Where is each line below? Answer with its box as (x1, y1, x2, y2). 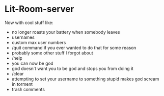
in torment (11, 81, 33, 87)
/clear (11, 71, 24, 76)
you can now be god (11, 60, 54, 66)
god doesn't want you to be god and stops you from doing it (11, 65, 134, 72)
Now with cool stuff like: (4, 20, 54, 25)
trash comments (11, 86, 45, 92)
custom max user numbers (11, 39, 66, 45)
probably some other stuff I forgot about (11, 50, 94, 56)
